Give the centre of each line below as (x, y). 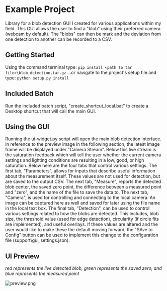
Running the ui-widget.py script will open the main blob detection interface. (83, 139)
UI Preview (22, 256)
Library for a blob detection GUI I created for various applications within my (83, 23)
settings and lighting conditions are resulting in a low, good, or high (75, 160)
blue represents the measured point (42, 274)
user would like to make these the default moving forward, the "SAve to (79, 230)
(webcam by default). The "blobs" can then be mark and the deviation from (83, 34)
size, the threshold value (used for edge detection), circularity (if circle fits (82, 219)
